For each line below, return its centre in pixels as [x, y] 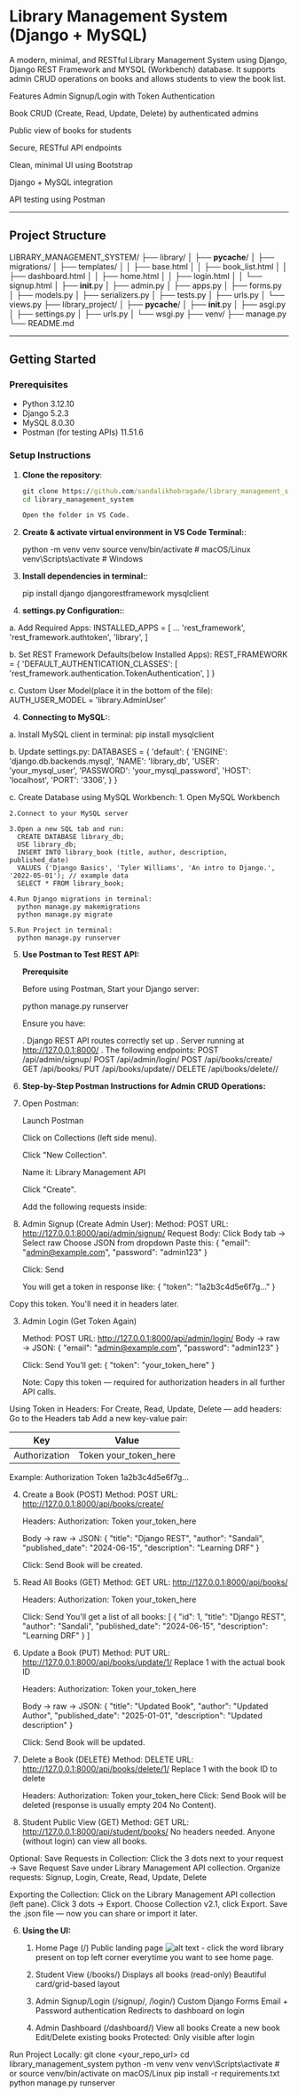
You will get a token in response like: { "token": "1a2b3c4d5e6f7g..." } [149, 1287]
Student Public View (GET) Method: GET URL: [105, 1822]
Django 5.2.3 [45, 413]
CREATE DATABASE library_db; [71, 837]
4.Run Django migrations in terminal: [81, 900]
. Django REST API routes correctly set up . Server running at [133, 1041]
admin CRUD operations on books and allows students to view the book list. [148, 78]
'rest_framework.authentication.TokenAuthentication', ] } [112, 674]
